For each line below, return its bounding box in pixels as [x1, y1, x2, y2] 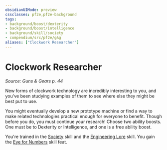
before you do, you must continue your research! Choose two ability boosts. [5, 118, 162, 124]
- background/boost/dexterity [5, 21, 68, 26]
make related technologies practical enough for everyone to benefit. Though [5, 113, 162, 119]
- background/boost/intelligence [5, 26, 75, 31]
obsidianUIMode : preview [5, 7, 57, 12]
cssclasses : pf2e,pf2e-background [5, 12, 77, 17]
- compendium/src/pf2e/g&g [5, 35, 61, 40]
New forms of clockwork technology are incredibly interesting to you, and [5, 87, 157, 93]
